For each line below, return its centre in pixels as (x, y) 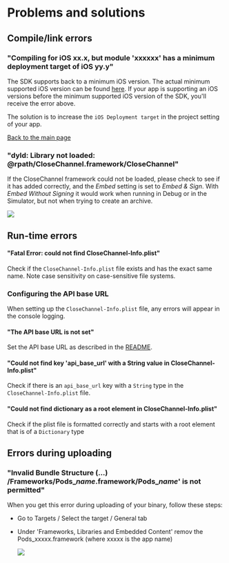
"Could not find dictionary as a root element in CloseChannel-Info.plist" (112, 409)
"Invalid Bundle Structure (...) (58, 473)
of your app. (25, 124)
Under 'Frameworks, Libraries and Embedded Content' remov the (110, 532)
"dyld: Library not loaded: (51, 155)
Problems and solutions (76, 13)
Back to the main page (39, 137)
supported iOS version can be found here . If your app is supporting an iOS (113, 88)
